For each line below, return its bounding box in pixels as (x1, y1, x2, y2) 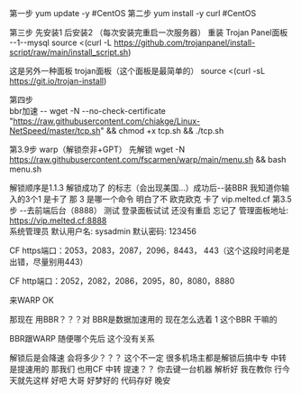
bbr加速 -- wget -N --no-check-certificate (9, 106, 167, 116)
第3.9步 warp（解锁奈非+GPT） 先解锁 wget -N (9, 144, 186, 155)
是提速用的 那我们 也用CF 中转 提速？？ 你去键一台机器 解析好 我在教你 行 (9, 364, 282, 374)
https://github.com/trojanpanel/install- (114, 37, 256, 48)
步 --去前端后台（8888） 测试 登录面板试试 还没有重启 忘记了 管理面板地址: (9, 205, 289, 215)
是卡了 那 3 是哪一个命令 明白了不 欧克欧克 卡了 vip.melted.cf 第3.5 (43, 193, 293, 204)
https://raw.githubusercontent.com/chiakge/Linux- (13, 116, 201, 127)
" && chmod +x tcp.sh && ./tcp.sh (100, 126, 224, 136)
